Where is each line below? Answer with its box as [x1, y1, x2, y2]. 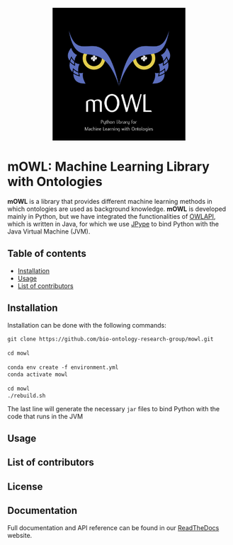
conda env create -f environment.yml [7, 364, 119, 371]
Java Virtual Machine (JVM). [7, 227, 91, 236]
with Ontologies [7, 174, 103, 190]
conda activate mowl [7, 371, 69, 378]
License [7, 481, 43, 493]
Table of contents [7, 248, 86, 260]
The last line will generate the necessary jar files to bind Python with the [7, 404, 220, 413]
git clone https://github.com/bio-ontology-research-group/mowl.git [7, 335, 214, 343]
